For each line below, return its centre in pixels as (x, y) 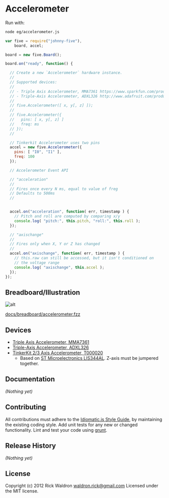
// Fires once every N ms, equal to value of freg (64, 189)
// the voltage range (37, 263)
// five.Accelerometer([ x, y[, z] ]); (52, 106)
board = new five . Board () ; (33, 55)
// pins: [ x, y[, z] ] (37, 120)
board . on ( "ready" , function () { (39, 64)
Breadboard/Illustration (43, 292)
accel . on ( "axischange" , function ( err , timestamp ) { (67, 254)
